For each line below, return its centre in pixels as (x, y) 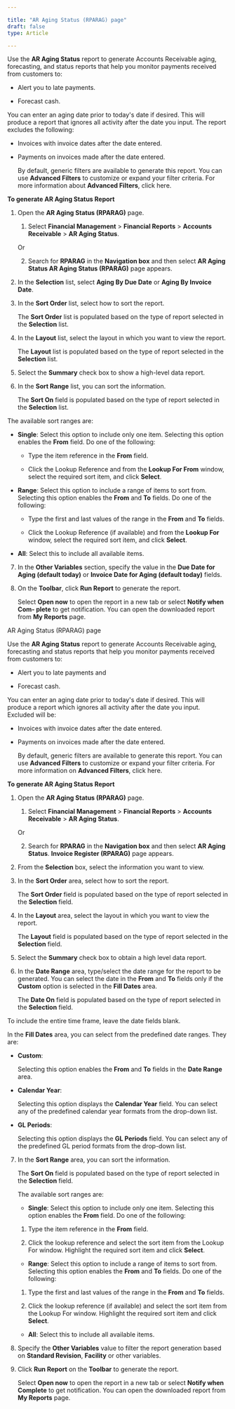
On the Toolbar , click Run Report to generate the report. (99, 588)
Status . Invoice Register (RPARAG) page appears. (101, 854)
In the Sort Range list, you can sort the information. (92, 387)
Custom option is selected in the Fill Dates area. (87, 986)
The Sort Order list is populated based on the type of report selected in (121, 317)
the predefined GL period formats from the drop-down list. (102, 1146)
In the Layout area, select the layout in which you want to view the (113, 916)
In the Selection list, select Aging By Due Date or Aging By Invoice (114, 283)
